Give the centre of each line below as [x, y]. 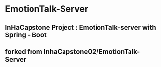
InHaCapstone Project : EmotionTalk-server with [80, 27]
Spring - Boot [26, 35]
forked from [24, 51]
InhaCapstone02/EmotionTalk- [92, 51]
